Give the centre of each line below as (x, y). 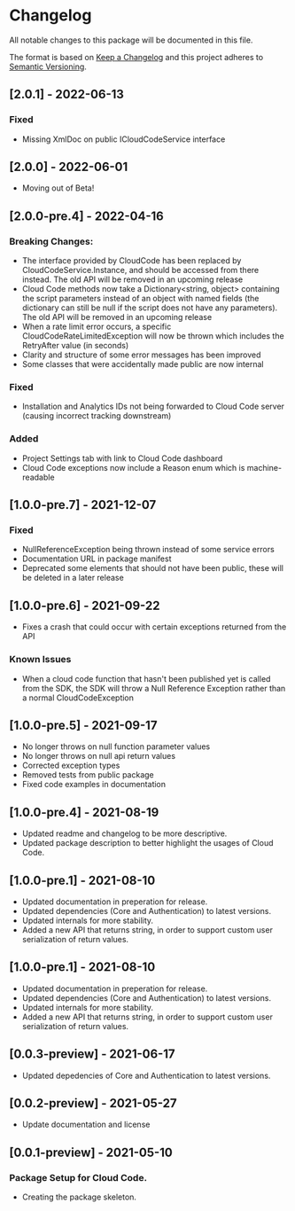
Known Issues (40, 660)
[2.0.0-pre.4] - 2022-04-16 (86, 216)
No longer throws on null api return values (98, 756)
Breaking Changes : (51, 241)
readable (38, 477)
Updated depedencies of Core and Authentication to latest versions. (146, 1075)
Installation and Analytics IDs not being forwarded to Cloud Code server (153, 406)
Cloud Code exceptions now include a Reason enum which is (133, 467)
